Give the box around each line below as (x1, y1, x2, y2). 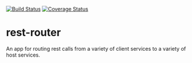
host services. (6, 51, 40, 58)
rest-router (6, 26, 61, 39)
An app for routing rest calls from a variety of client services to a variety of (6, 45, 186, 52)
